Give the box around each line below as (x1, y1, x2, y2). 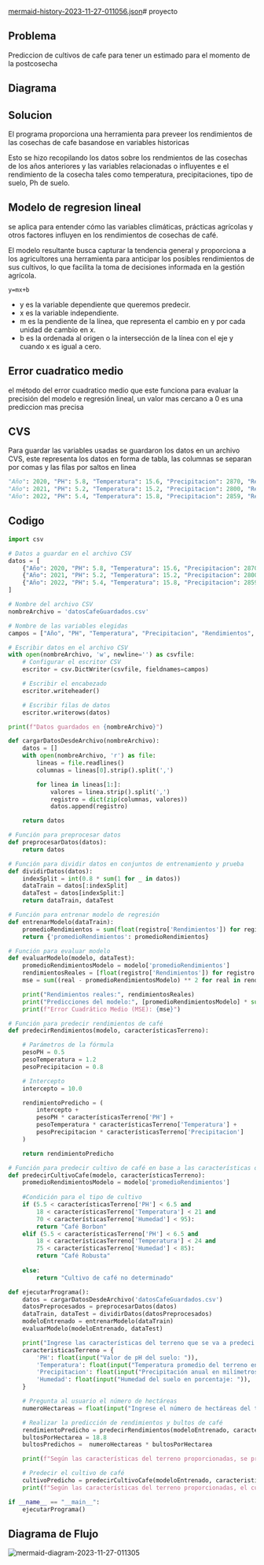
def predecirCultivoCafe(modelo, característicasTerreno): (8, 1171, 206, 1179)
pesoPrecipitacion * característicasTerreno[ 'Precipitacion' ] (36, 1128, 244, 1136)
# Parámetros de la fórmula (22, 1041, 114, 1049)
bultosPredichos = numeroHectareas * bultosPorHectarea (22, 1440, 213, 1449)
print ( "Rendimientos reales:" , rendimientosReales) (22, 990, 195, 998)
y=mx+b (8, 285, 30, 294)
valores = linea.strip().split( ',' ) (49, 788, 170, 796)
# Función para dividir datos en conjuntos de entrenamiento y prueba (8, 859, 244, 868)
